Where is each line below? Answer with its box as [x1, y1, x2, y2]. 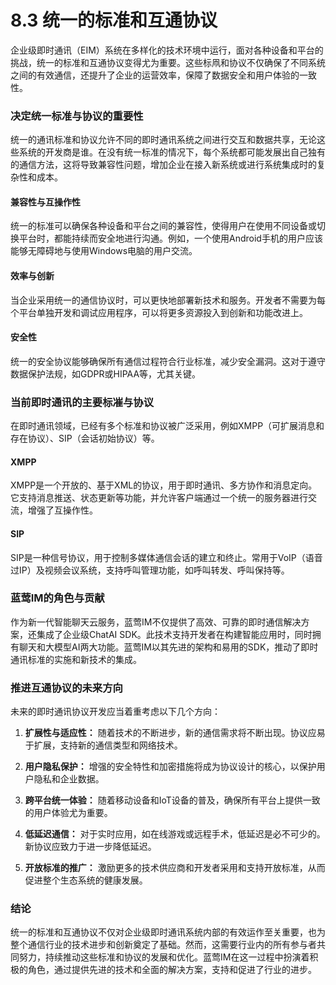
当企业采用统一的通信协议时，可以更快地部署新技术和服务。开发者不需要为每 [10, 294, 326, 306]
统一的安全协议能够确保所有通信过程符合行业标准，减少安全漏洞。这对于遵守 [10, 355, 326, 367]
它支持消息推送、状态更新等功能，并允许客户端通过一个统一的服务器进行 [10, 492, 308, 504]
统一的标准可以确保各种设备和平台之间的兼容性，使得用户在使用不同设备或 [10, 220, 317, 232]
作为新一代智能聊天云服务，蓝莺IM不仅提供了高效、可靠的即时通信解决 [10, 616, 302, 628]
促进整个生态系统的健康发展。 [24, 874, 148, 886]
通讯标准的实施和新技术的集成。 [10, 653, 142, 665]
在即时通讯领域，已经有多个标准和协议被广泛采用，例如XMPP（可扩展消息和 [10, 420, 325, 432]
